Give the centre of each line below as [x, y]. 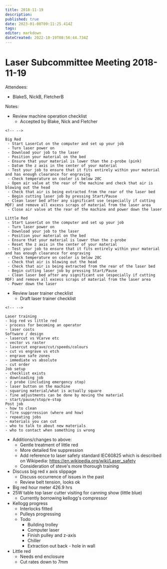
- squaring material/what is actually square [53, 391]
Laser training [21, 316]
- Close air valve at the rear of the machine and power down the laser [85, 209]
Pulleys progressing [40, 514]
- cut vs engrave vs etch [32, 351]
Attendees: [16, 87]
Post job [14, 404]
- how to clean [21, 408]
